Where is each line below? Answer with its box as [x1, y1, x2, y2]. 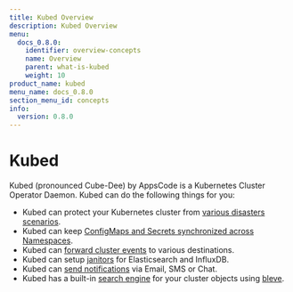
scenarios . [21, 216, 61, 227]
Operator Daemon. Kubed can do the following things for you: [9, 190, 236, 200]
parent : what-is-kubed [25, 63, 110, 72]
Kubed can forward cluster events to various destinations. [21, 245, 234, 255]
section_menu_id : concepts [9, 95, 110, 105]
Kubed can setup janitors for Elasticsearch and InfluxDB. [21, 255, 230, 265]
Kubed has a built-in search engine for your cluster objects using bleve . [21, 273, 285, 284]
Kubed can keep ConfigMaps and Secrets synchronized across [21, 226, 255, 237]
